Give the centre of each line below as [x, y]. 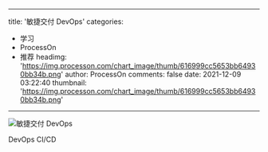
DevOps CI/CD [32, 139]
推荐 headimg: [43, 57]
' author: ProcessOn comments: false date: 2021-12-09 [151, 74]
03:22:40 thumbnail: [53, 83]
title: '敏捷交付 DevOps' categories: [66, 21]
